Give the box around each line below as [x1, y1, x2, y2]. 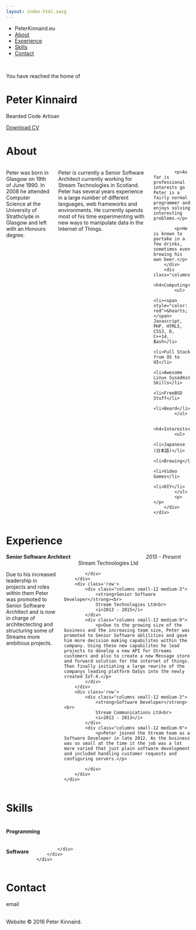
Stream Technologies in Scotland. [58, 182, 139, 189]
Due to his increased [6, 571, 56, 578]
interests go [153, 184, 185, 190]
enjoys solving [153, 205, 191, 211]
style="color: [153, 303, 188, 308]
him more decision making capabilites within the [64, 638, 188, 644]
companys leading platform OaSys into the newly [64, 669, 185, 674]
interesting [153, 210, 183, 216]
